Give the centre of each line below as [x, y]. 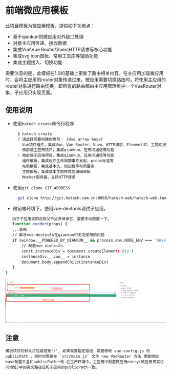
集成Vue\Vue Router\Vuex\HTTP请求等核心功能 [62, 49]
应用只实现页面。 [37, 92]
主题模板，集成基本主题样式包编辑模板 [57, 172]
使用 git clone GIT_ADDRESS [41, 187]
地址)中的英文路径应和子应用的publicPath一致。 [54, 367]
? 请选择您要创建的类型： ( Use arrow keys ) [60, 139]
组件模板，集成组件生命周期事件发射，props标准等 [68, 161]
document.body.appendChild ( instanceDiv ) [65, 262]
